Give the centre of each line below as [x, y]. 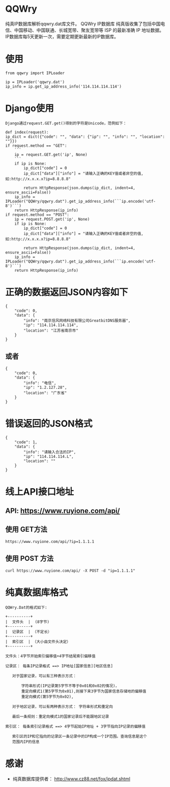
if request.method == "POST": [37, 215]
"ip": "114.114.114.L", [49, 456]
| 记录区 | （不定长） [29, 632]
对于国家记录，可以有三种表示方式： [44, 676]
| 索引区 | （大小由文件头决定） [38, 642]
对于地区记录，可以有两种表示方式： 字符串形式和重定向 [62, 707]
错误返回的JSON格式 [49, 423]
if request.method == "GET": [36, 146]
